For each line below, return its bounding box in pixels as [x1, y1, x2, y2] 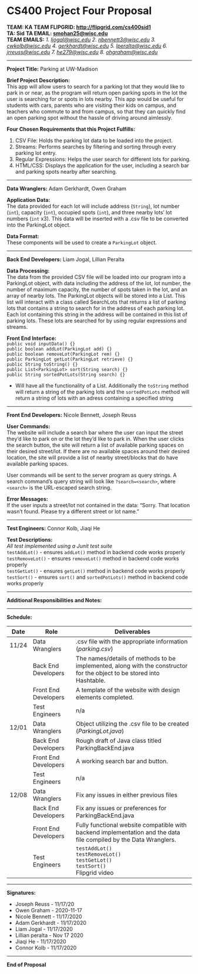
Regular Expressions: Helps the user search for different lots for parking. [15, 156, 191, 163]
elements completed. [76, 693, 134, 701]
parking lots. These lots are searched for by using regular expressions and [6, 317, 187, 324]
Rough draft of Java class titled [76, 736, 162, 744]
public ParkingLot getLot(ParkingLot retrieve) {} [6, 356, 133, 362]
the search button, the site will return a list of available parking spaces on [6, 441, 184, 449]
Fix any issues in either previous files [76, 791, 178, 799]
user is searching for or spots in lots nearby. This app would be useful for [6, 95, 184, 102]
